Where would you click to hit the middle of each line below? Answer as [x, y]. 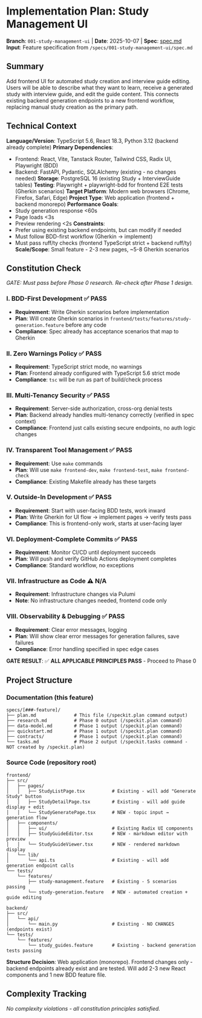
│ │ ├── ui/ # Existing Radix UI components [100, 828]
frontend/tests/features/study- [151, 319]
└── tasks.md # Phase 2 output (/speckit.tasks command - [97, 742]
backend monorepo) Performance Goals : [67, 204]
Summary [25, 67]
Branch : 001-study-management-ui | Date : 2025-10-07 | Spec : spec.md [94, 41]
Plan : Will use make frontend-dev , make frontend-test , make [89, 470]
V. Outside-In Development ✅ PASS [59, 497]
